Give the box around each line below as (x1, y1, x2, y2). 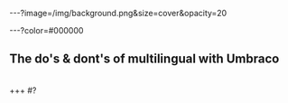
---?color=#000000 (9, 25, 84, 35)
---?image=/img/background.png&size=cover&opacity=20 (9, 8, 228, 18)
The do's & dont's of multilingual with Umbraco (9, 51, 280, 67)
